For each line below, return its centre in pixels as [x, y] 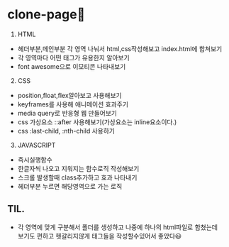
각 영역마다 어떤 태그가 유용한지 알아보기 [73, 57]
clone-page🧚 [46, 15]
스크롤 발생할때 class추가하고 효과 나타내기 [77, 177]
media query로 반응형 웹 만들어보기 [67, 113]
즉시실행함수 [35, 160]
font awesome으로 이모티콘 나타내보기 [72, 66]
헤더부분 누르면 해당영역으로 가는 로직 [70, 186]
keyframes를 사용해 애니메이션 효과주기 [73, 104]
